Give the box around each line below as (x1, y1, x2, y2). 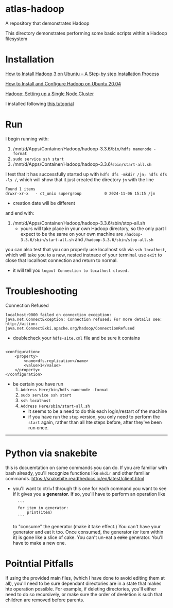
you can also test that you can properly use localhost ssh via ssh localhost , (5, 246, 166, 252)
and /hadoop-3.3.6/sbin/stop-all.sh (75, 236, 153, 242)
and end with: (5, 210, 34, 216)
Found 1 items (5, 186, 36, 192)
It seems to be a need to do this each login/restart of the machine (28, 408, 167, 414)
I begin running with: (5, 135, 49, 142)
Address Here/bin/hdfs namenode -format (20, 387, 109, 392)
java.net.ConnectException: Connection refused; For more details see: (5, 317, 162, 322)
